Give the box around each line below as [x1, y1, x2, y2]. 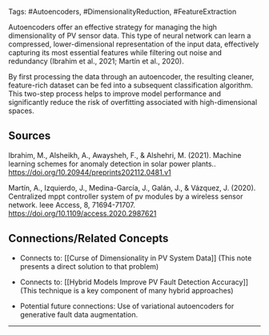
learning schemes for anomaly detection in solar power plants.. [8, 159, 216, 168]
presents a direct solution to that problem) [19, 261, 159, 271]
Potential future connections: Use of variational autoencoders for [19, 301, 235, 311]
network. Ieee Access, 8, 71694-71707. [8, 200, 136, 209]
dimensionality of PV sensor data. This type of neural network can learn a [8, 31, 251, 40]
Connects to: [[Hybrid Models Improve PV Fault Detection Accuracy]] [19, 276, 249, 287]
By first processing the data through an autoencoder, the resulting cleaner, [8, 72, 255, 81]
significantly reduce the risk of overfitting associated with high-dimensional [8, 98, 258, 107]
